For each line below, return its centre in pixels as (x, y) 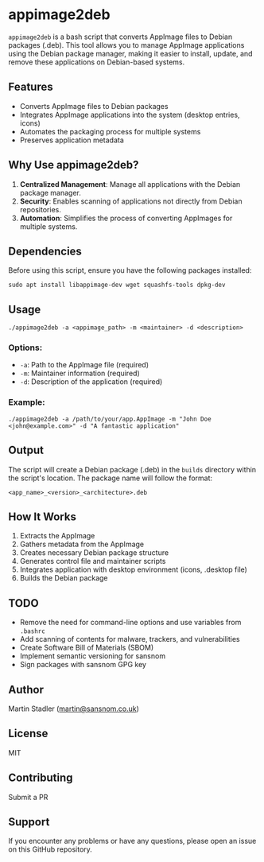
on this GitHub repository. (50, 849)
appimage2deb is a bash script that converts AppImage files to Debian (120, 37)
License (28, 734)
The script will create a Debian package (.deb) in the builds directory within (132, 469)
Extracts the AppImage (57, 536)
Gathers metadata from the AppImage (82, 544)
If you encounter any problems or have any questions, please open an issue (132, 841)
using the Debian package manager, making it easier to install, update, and (130, 53)
